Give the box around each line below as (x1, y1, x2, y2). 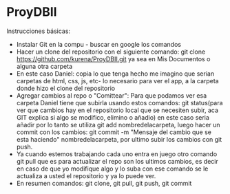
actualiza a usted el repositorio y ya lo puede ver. (16, 171, 156, 180)
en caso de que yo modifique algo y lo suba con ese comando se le (16, 164, 209, 173)
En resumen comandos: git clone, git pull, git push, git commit (16, 179, 192, 187)
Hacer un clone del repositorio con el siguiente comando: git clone (16, 47, 206, 56)
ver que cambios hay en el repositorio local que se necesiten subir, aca (16, 106, 218, 114)
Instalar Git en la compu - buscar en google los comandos (16, 40, 182, 48)
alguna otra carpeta (16, 62, 73, 70)
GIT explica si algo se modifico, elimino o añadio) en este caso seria (16, 113, 209, 121)
